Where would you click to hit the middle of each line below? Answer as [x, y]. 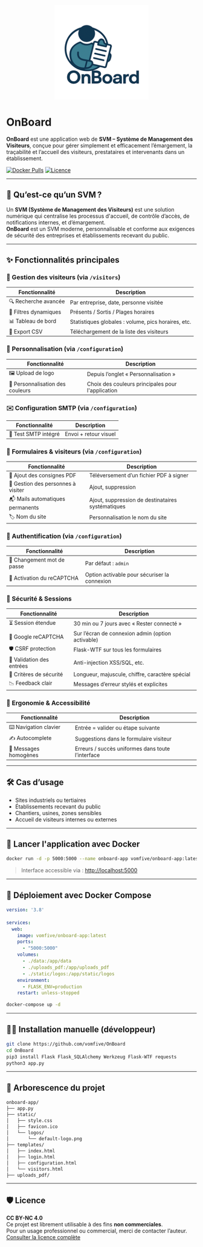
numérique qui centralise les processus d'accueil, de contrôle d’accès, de [98, 216]
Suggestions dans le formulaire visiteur [123, 739]
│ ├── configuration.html [42, 1163]
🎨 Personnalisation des [37, 384]
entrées [18, 666]
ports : [25, 942]
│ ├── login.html [31, 1157]
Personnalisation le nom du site [128, 517]
